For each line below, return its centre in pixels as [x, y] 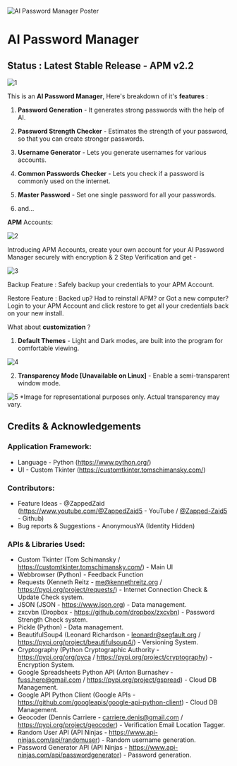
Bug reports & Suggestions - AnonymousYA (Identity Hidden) [106, 526]
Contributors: [31, 488]
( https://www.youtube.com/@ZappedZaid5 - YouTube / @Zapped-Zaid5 [122, 511]
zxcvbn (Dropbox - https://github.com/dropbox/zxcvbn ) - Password [116, 613]
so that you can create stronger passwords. [81, 139]
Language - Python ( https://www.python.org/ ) [84, 462]
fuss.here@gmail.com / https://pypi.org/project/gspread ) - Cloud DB [117, 680]
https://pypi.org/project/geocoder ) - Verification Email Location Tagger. [121, 725]
